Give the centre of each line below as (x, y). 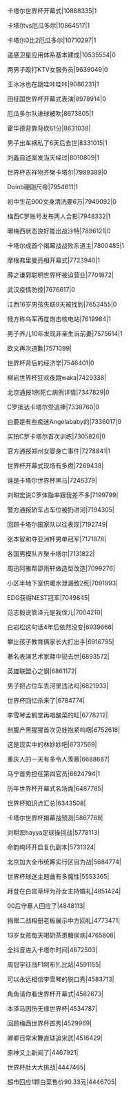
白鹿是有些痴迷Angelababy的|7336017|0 (64, 422)
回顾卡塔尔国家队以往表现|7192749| (58, 524)
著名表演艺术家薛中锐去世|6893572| (58, 656)
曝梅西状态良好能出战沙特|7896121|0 (59, 231)
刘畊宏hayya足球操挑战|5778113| (53, 832)
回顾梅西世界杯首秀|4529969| (49, 1023)
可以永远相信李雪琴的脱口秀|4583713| (61, 979)
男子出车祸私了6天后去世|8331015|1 (58, 143)
